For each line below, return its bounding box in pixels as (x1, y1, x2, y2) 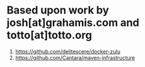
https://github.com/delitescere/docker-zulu (15, 48, 120, 55)
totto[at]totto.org (6, 29, 93, 42)
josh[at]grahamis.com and (6, 16, 140, 29)
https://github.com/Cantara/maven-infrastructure (15, 54, 135, 61)
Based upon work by (6, 4, 110, 17)
